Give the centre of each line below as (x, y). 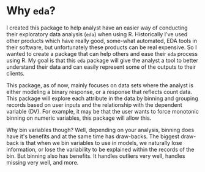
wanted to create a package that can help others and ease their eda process (102, 53)
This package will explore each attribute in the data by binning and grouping (102, 98)
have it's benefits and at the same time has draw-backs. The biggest (93, 136)
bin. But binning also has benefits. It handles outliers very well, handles (96, 156)
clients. (16, 73)
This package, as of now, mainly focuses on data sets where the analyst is (100, 85)
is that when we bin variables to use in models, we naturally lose (101, 143)
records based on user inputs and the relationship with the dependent (94, 104)
